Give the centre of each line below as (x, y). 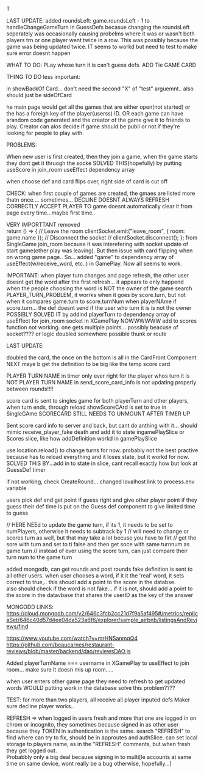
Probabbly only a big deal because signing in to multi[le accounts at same (99, 757)
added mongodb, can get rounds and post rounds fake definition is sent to (100, 569)
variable (16, 488)
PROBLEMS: (22, 145)
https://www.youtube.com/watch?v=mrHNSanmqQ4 (72, 638)
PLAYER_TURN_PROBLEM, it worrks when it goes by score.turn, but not (96, 295)
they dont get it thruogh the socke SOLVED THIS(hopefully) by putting (94, 163)
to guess (17, 513)
